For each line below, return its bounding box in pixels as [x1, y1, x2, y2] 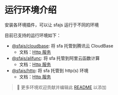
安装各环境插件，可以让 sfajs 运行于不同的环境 [4, 22, 99, 28]
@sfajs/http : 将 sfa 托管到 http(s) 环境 [11, 67, 88, 73]
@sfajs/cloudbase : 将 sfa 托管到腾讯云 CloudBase [11, 43, 114, 48]
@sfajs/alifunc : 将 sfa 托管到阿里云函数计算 [11, 55, 100, 61]
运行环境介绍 [4, 4, 57, 16]
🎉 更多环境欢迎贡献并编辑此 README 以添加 [16, 84, 107, 90]
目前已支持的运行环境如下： [4, 32, 61, 38]
